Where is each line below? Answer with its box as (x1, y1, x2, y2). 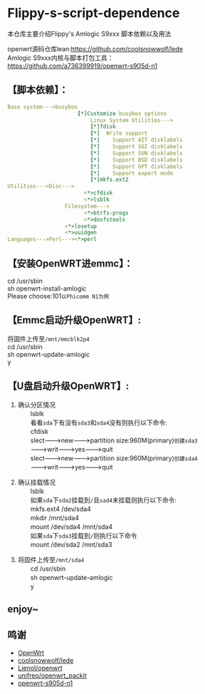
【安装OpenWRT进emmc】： (7, 257, 134, 269)
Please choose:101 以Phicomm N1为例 (7, 291, 110, 300)
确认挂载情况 (17, 477, 56, 486)
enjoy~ (7, 603, 39, 615)
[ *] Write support (90, 130, 148, 137)
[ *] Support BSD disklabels (90, 156, 183, 163)
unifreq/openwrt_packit (17, 671, 87, 680)
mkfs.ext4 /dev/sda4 (30, 504, 91, 513)
